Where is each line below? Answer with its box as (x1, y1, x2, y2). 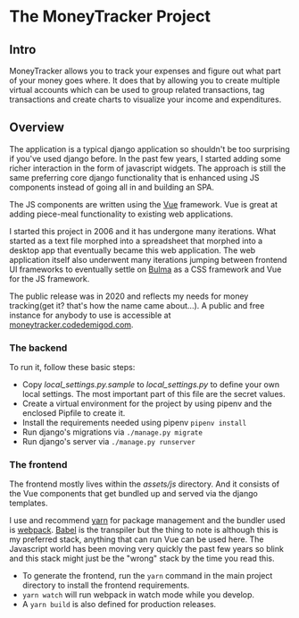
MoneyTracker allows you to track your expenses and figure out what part (9, 65, 281, 76)
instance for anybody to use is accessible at (9, 309, 171, 320)
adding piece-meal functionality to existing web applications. (9, 208, 234, 219)
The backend (9, 342, 68, 354)
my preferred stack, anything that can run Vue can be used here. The (9, 534, 264, 545)
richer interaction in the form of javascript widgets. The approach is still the (9, 163, 287, 174)
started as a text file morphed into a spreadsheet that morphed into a (9, 235, 263, 246)
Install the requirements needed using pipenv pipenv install (21, 418, 247, 428)
